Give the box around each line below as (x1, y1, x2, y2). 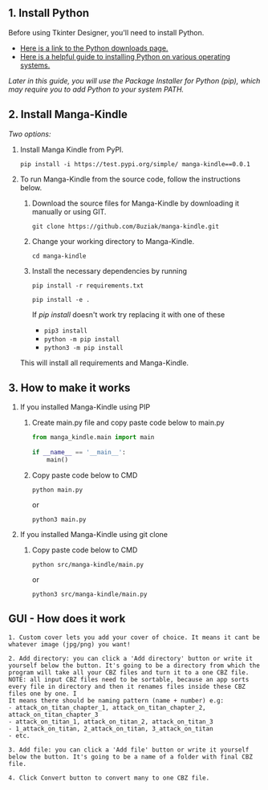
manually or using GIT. (31, 206, 107, 216)
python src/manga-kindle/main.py (31, 560, 144, 568)
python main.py (31, 486, 83, 494)
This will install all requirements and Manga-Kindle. (19, 357, 189, 368)
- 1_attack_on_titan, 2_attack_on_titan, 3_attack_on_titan (8, 724, 214, 733)
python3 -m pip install (43, 344, 124, 352)
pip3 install (43, 327, 88, 335)
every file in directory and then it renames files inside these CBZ (8, 682, 246, 690)
